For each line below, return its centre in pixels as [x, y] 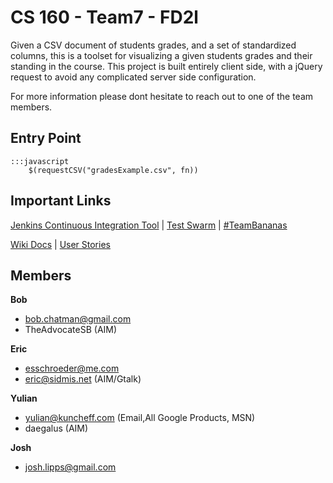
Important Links [61, 201]
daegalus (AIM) [56, 428]
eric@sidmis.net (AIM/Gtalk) [83, 379]
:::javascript [40, 161]
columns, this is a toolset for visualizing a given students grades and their [161, 55]
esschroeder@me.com [72, 368]
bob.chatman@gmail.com [78, 319]
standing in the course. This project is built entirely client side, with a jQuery [166, 66]
